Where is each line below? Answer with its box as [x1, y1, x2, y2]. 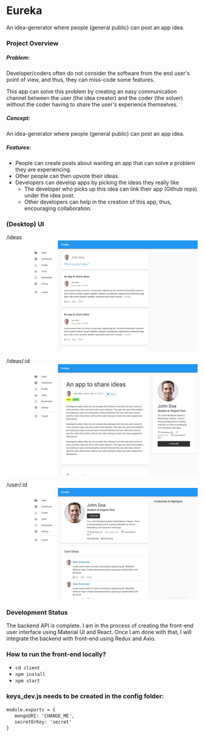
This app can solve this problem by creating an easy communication [6, 88, 177, 95]
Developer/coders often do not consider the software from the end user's [6, 69, 190, 77]
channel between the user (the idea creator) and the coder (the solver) [6, 94, 183, 101]
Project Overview [6, 39, 59, 48]
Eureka [6, 4, 42, 18]
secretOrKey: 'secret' [14, 719, 72, 725]
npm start [15, 678, 41, 684]
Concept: [6, 115, 30, 122]
